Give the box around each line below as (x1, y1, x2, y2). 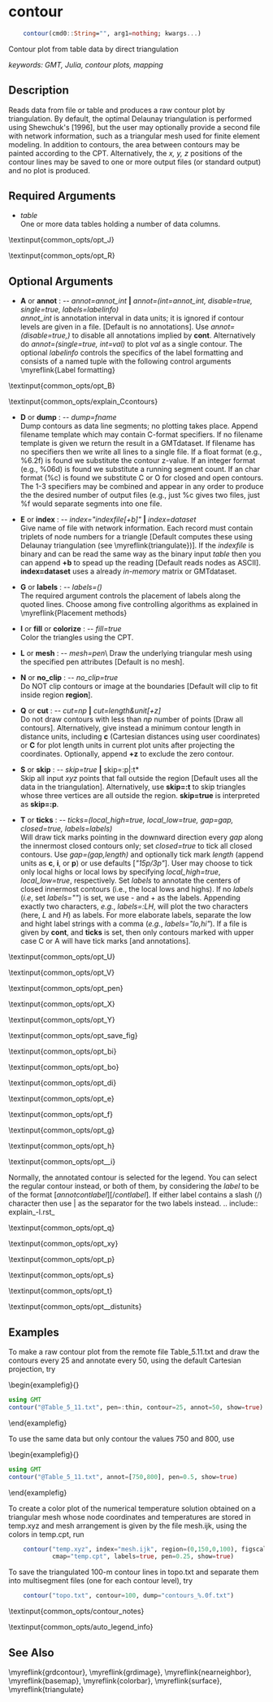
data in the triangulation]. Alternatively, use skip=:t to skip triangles (19, 782, 246, 792)
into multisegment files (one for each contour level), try (8, 1576, 193, 1586)
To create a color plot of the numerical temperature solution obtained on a (8, 1503, 256, 1513)
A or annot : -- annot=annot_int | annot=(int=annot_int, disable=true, (19, 296, 253, 306)
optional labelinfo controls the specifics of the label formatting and (19, 348, 244, 358)
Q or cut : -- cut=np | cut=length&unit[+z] (19, 706, 161, 716)
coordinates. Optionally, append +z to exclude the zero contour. (19, 749, 234, 759)
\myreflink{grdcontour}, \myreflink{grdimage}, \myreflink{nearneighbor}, (8, 1667, 252, 1677)
